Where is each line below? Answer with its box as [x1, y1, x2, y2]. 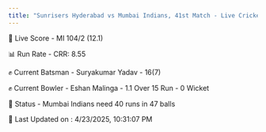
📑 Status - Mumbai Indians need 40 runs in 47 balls [8, 99, 176, 108]
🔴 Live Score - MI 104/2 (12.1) [8, 33, 104, 43]
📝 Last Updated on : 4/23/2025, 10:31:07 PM [8, 114, 153, 123]
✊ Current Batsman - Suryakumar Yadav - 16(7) [8, 67, 161, 77]
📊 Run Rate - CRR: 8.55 [8, 49, 86, 58]
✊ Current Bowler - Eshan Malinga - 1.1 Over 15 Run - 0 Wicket [8, 83, 210, 92]
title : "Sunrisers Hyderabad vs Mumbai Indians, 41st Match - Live [8, 11, 236, 20]
